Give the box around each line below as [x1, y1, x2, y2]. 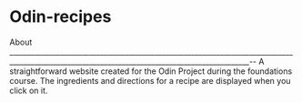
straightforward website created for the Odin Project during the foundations [9, 66, 293, 77]
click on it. [9, 85, 48, 96]
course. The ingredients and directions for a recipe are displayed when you [9, 75, 291, 86]
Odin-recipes [9, 6, 112, 27]
